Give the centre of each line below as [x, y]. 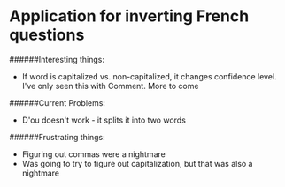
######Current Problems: [58, 102]
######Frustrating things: [57, 137]
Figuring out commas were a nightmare [93, 154]
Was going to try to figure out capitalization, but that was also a [137, 163]
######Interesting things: [57, 59]
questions [47, 35]
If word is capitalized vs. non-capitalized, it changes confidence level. [149, 76]
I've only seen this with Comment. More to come [110, 86]
